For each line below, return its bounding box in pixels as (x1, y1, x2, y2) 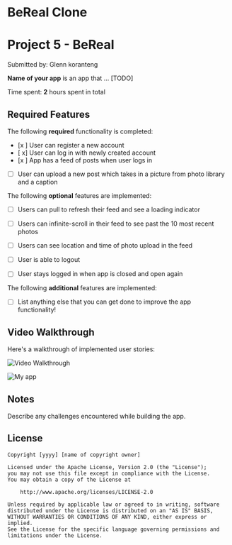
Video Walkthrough (7, 326, 95, 338)
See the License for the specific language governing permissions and (7, 526, 220, 533)
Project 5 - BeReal (7, 37, 115, 53)
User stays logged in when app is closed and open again (17, 270, 183, 278)
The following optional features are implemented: (7, 192, 152, 199)
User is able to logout (17, 255, 80, 264)
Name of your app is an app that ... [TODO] (7, 74, 134, 82)
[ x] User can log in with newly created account (17, 148, 156, 157)
